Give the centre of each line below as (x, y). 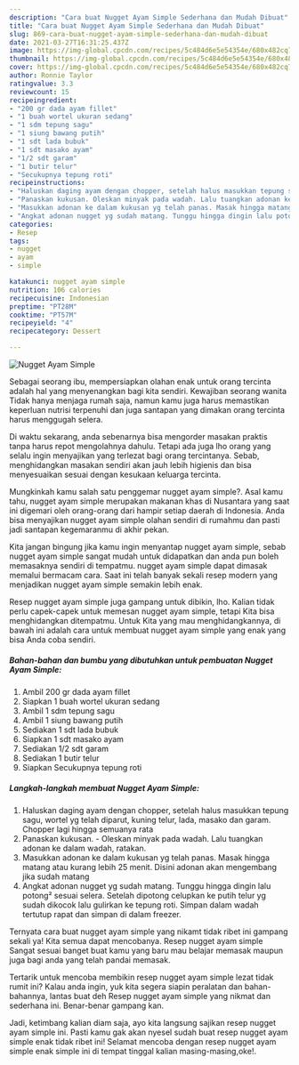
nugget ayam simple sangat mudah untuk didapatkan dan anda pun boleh (144, 556)
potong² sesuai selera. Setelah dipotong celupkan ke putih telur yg (144, 895)
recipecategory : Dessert (55, 331)
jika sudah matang (56, 876)
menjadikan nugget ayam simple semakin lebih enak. (106, 585)
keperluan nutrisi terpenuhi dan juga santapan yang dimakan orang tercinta (147, 410)
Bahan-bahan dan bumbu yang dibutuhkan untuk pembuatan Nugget (141, 660)
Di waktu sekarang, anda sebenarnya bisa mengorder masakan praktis (139, 436)
